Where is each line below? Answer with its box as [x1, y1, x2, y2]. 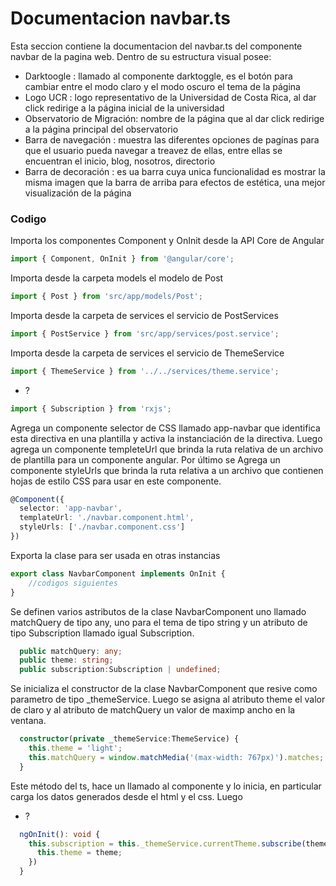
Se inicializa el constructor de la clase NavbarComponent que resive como [10, 683, 318, 695]
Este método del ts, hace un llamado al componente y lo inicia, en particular [10, 780, 322, 792]
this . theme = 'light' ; [28, 743, 123, 754]
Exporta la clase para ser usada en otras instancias [10, 549, 221, 561]
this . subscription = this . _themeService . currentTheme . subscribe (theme [28, 838, 329, 849]
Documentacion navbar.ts [10, 7, 231, 30]
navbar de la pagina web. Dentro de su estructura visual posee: [10, 50, 272, 62]
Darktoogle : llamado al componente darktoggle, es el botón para [24, 70, 293, 82]
